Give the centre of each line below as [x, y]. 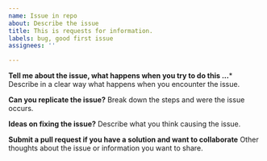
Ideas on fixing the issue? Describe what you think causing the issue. [125, 124]
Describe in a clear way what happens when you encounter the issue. [124, 85]
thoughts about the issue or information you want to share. [106, 148]
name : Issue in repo [43, 16]
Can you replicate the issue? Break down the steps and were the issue [127, 100]
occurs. [21, 109]
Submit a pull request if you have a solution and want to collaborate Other [134, 140]
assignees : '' [32, 46]
